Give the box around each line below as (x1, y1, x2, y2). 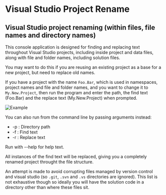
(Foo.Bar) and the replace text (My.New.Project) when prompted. (5, 95, 138, 101)
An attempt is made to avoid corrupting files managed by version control (5, 169, 153, 174)
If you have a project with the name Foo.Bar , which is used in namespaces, (5, 79, 158, 85)
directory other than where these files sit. (5, 185, 90, 190)
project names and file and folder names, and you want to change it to (5, 84, 149, 90)
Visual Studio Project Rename (5, 3, 130, 15)
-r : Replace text (12, 134, 46, 140)
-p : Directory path (12, 124, 51, 130)
